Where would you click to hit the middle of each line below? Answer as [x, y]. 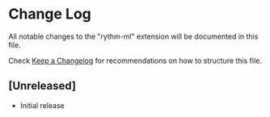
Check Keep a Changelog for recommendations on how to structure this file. [135, 61]
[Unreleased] [42, 86]
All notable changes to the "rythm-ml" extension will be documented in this [133, 36]
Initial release [42, 105]
